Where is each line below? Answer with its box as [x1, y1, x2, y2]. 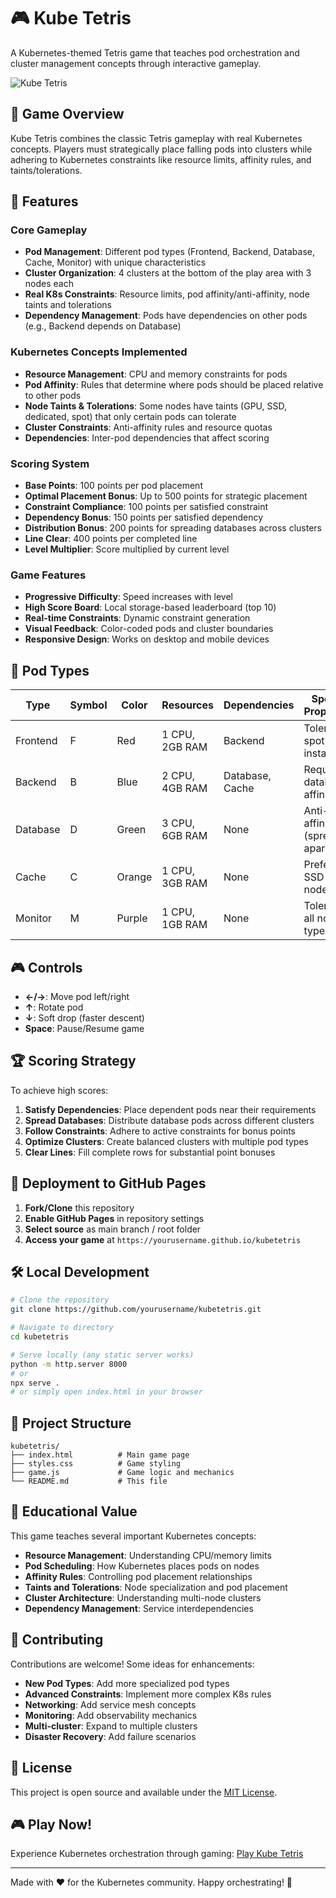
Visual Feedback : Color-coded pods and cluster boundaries [24, 623, 274, 635]
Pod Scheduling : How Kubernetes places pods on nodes [24, 1560, 260, 1572]
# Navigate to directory [10, 1323, 114, 1333]
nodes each [24, 278, 74, 290]
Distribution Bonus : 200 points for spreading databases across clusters [24, 522, 322, 534]
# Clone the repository [10, 1295, 110, 1305]
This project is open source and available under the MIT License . [10, 1786, 278, 1798]
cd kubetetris [10, 1332, 70, 1342]
